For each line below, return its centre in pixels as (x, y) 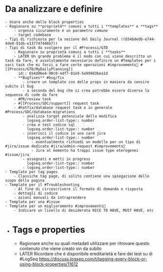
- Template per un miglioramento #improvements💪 (55, 206)
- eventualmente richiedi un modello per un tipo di (86, 142)
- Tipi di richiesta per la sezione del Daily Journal (62, 39)
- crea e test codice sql (49, 125)
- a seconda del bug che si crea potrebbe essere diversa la (86, 91)
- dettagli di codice (36, 193)
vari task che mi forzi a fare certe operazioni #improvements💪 (72, 65)
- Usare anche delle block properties (44, 22)
